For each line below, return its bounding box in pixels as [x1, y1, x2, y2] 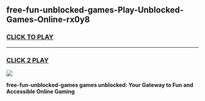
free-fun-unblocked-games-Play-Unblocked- [6, 5, 184, 15]
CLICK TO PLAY [6, 33, 54, 42]
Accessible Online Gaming [6, 88, 75, 95]
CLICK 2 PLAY [6, 56, 49, 64]
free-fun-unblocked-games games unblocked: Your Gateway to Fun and [6, 81, 193, 88]
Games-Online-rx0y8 [6, 15, 90, 25]
